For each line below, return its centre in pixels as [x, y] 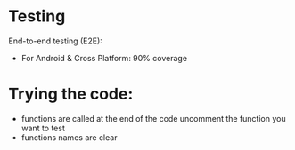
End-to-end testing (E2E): [56, 41]
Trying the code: [71, 94]
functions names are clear [69, 137]
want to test [43, 128]
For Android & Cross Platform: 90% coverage [104, 58]
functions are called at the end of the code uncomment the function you [153, 118]
